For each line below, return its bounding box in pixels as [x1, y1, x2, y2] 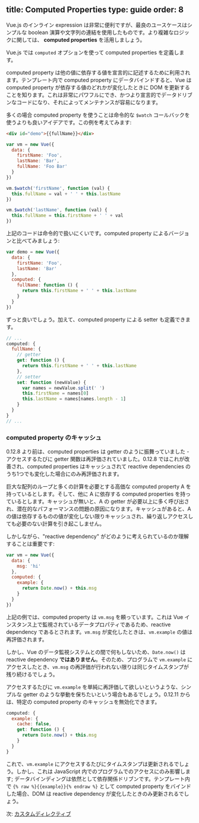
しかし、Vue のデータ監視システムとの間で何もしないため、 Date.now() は [6, 648, 186, 655]
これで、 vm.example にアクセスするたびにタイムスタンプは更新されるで [6, 760, 179, 767]
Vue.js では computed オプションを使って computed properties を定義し [6, 49, 179, 56]
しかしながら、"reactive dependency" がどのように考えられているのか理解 [6, 533, 189, 540]
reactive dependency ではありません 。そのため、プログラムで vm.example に [6, 656, 193, 663]
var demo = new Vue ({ [6, 249, 60, 255]
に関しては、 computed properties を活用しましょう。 [11, 36, 146, 43]
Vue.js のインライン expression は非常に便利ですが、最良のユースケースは [6, 21, 188, 29]
